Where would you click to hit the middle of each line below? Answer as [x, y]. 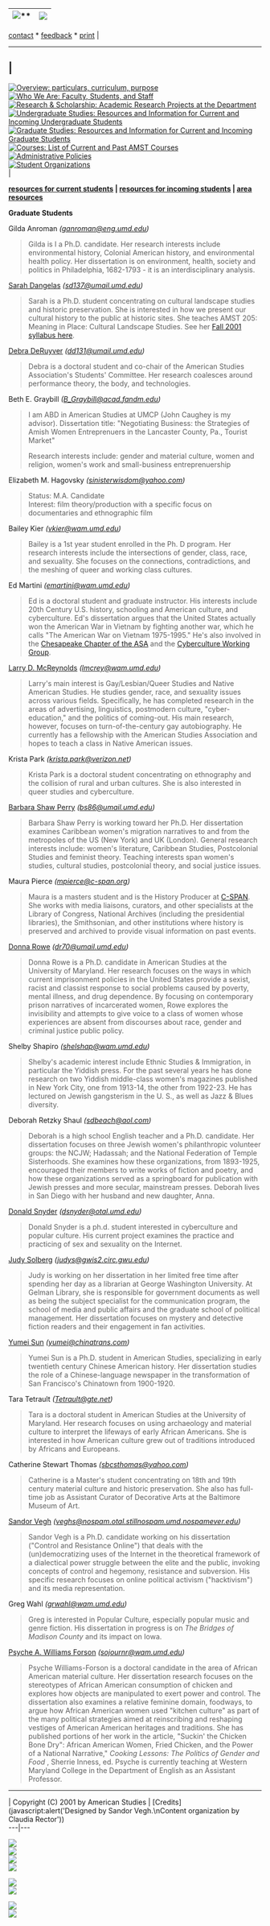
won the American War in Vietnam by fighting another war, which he [141, 626]
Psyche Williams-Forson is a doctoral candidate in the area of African [143, 1668]
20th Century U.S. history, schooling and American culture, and [133, 609]
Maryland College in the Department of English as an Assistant [131, 1770]
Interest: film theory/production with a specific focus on [120, 504]
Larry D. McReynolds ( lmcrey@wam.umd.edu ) [85, 667]
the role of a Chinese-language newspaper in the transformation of [139, 1374]
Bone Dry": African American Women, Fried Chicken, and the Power [140, 1744]
